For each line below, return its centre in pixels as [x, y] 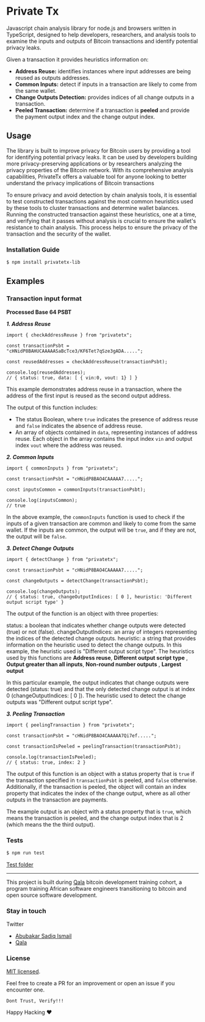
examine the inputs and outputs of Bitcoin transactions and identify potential [102, 41]
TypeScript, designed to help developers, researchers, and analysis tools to [101, 34]
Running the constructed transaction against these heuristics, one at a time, [102, 214]
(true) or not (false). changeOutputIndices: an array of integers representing [102, 632]
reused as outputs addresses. [52, 78]
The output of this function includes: [52, 407]
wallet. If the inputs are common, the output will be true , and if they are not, [101, 530]
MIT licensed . [23, 971]
